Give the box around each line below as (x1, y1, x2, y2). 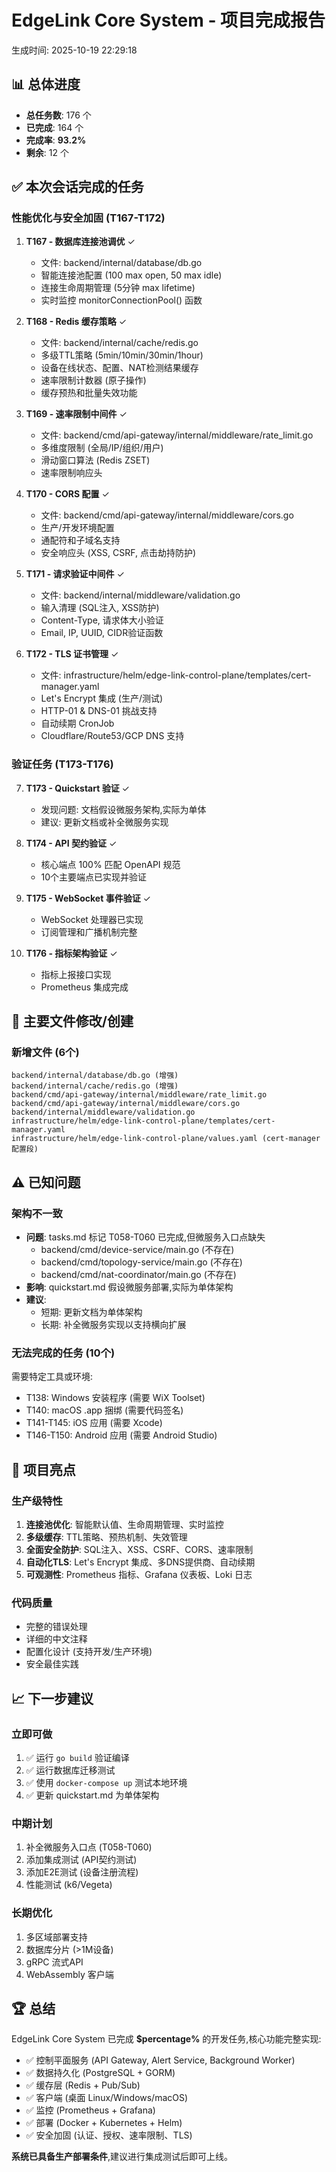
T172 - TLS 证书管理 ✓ (25, 648, 119, 660)
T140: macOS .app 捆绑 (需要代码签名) (25, 1404, 184, 1416)
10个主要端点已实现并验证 (40, 871, 148, 883)
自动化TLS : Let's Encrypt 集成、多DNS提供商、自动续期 (25, 1556, 256, 1568)
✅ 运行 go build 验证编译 (25, 1752, 130, 1764)
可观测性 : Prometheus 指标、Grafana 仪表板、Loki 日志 (25, 1569, 253, 1581)
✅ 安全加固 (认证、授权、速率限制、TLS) (25, 2129, 193, 2141)
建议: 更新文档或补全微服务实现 (40, 816, 169, 828)
